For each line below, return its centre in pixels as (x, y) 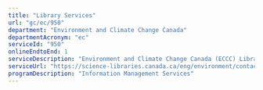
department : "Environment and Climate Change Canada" (98, 30)
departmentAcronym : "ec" (49, 37)
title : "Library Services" (52, 15)
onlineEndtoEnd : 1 (38, 52)
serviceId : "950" (36, 45)
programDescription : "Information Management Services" (101, 74)
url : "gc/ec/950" (36, 23)
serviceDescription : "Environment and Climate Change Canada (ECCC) (122, 59)
